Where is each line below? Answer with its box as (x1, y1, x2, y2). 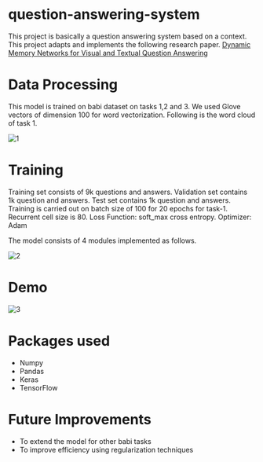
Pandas (19, 366, 45, 376)
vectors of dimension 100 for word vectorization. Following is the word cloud (8, 110, 256, 119)
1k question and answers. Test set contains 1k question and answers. (8, 195, 232, 205)
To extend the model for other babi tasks (19, 436, 152, 445)
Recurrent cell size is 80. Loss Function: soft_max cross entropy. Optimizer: (8, 212, 252, 222)
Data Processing (8, 76, 119, 93)
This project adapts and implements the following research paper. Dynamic (8, 39, 251, 49)
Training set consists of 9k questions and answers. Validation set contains (8, 187, 248, 196)
